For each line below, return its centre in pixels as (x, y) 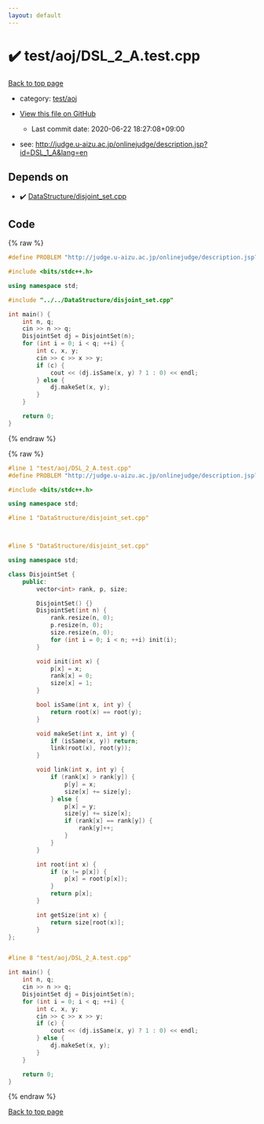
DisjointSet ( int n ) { (72, 610)
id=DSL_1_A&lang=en (53, 152)
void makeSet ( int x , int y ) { (86, 733)
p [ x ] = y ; (80, 806)
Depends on (38, 177)
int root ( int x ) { (66, 864)
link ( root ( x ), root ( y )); (91, 748)
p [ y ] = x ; (80, 784)
